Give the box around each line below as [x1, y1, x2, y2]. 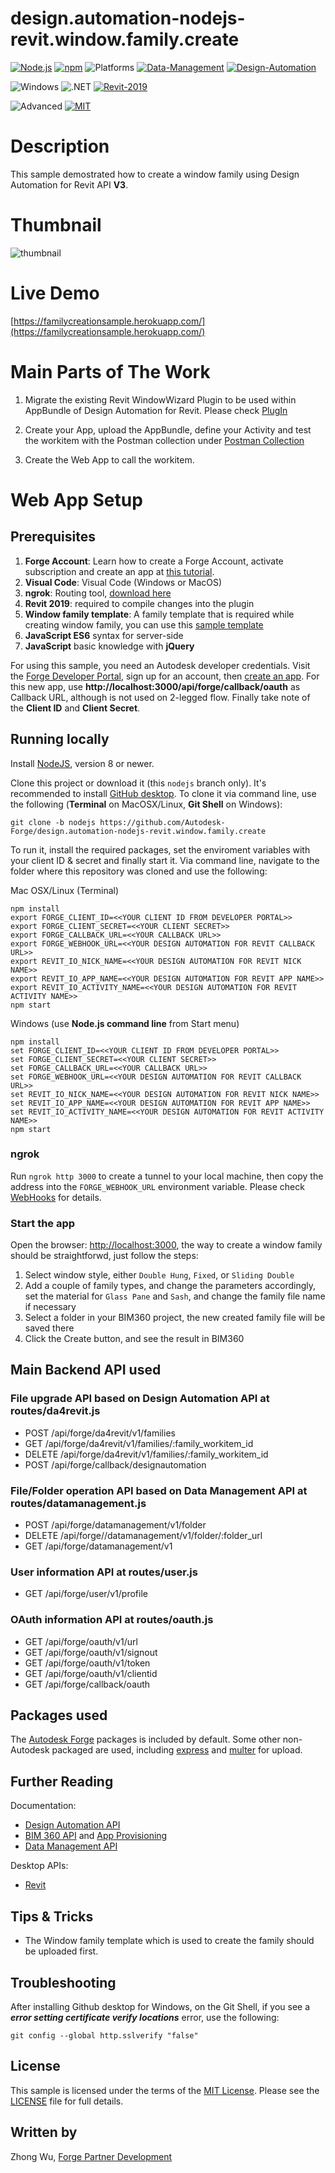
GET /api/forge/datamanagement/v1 [24, 1540, 173, 1552]
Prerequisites [10, 528, 96, 546]
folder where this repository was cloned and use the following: [10, 865, 268, 877]
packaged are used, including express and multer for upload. [51, 1744, 303, 1756]
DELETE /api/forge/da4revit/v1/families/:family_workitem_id [24, 1448, 269, 1460]
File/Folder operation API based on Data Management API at [10, 1483, 308, 1497]
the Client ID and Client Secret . [10, 702, 141, 714]
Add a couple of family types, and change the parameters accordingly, [24, 1280, 317, 1292]
